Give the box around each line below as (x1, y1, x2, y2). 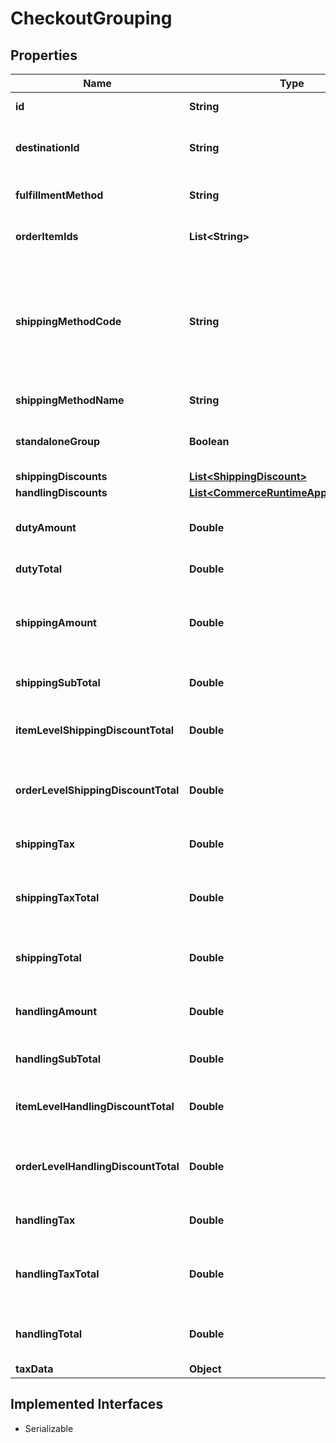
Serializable (24, 1422, 74, 1434)
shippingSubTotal (15, 676, 101, 689)
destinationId (15, 141, 80, 154)
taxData (15, 1362, 54, 1376)
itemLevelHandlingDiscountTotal (15, 1100, 175, 1113)
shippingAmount (15, 616, 97, 629)
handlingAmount (15, 1005, 98, 1018)
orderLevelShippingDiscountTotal (15, 783, 180, 797)
